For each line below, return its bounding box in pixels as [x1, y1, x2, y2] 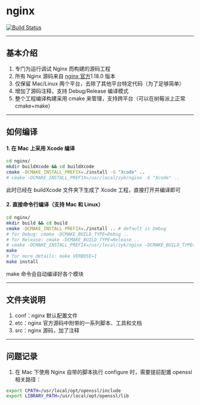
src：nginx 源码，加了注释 [14, 326, 80, 334]
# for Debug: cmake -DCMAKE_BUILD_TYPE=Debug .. [6, 231, 129, 237]
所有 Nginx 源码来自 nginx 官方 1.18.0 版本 [14, 73, 116, 80]
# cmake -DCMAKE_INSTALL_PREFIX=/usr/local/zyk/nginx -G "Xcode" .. [6, 174, 180, 181]
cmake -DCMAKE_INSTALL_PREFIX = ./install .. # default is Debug [6, 225, 167, 231]
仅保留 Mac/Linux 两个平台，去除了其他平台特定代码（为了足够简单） [14, 80, 185, 87]
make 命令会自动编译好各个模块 [6, 270, 84, 277]
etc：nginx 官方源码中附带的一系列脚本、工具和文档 [14, 319, 142, 326]
